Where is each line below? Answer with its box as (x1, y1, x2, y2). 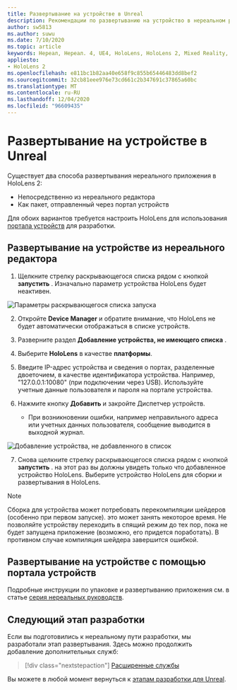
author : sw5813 (7, 23, 52, 30)
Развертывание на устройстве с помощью (7, 556, 206, 568)
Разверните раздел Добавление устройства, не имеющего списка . (17, 335, 227, 344)
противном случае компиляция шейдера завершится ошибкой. (7, 535, 199, 544)
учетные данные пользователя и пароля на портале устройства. (17, 385, 213, 393)
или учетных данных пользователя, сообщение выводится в (28, 420, 211, 429)
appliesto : (7, 57, 39, 64)
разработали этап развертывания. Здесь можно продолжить (7, 640, 193, 648)
